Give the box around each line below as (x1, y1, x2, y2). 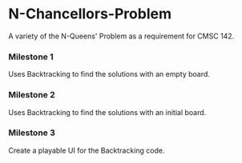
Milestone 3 (8, 127, 56, 138)
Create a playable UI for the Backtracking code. (8, 145, 165, 155)
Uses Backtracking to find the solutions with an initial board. (8, 107, 207, 117)
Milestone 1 (8, 51, 54, 62)
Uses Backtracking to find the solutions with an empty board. (8, 70, 211, 79)
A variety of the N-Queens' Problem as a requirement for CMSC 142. (8, 31, 235, 41)
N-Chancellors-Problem (8, 5, 172, 23)
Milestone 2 (8, 89, 55, 101)
